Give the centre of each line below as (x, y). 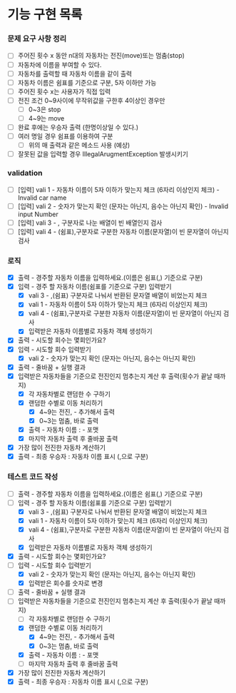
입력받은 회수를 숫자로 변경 (66, 583)
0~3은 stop (45, 109)
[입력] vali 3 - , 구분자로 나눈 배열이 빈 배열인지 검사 (90, 223)
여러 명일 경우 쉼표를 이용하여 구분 (65, 136)
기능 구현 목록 (45, 15)
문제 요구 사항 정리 (37, 39)
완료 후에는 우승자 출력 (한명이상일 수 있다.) (78, 127)
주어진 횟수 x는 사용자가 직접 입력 (64, 91)
